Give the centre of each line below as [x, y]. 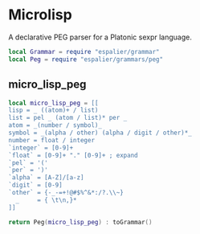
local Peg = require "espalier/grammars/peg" [86, 59]
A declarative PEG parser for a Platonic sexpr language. [100, 37]
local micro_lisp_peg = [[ [53, 103]
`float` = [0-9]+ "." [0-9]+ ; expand [73, 155]
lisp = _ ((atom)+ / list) [53, 110]
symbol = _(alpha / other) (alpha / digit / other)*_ [100, 133]
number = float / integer [51, 140]
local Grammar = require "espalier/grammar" [84, 51]
